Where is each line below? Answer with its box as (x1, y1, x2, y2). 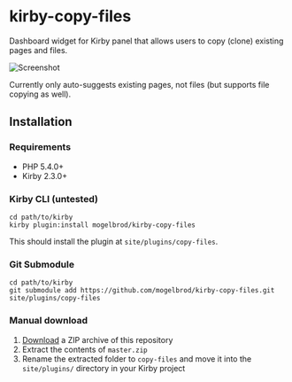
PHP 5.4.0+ (21, 161, 65, 172)
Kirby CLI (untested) (9, 192, 99, 205)
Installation (9, 114, 73, 129)
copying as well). (9, 89, 72, 99)
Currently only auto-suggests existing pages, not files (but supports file (9, 79, 270, 90)
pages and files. (9, 44, 68, 55)
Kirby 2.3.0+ (21, 170, 68, 181)
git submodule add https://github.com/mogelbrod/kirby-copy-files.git (9, 286, 275, 295)
